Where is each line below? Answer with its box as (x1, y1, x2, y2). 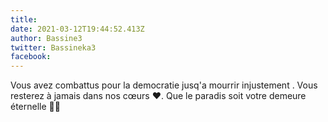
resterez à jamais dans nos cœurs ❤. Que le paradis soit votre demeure (10, 90, 307, 102)
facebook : (10, 52, 52, 62)
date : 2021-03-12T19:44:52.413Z (10, 24, 145, 34)
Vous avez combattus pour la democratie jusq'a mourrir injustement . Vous (10, 79, 318, 91)
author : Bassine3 (10, 33, 83, 43)
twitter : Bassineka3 (10, 42, 97, 53)
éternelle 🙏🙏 (10, 101, 61, 113)
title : (10, 14, 38, 25)
